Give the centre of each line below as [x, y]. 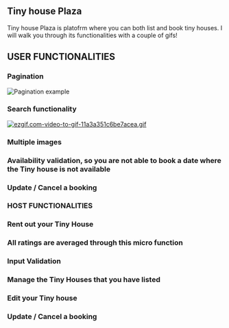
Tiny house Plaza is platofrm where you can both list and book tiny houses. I [115, 28]
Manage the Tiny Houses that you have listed [84, 280]
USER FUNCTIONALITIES [61, 57]
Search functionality [42, 109]
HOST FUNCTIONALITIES [50, 206]
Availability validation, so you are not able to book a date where [114, 160]
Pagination [25, 76]
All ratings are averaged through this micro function [95, 243]
